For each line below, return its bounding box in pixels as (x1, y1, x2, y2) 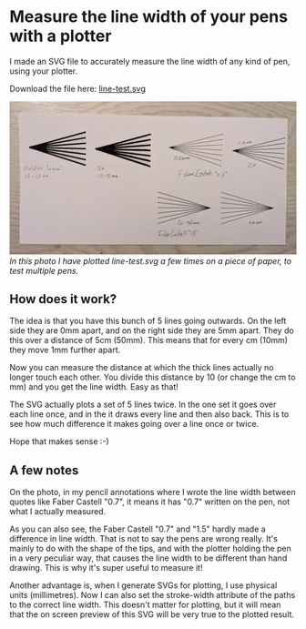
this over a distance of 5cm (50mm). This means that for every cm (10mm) (9, 335, 289, 346)
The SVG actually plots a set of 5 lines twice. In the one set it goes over (9, 399, 277, 411)
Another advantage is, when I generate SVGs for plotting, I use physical (9, 580, 278, 591)
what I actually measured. (9, 506, 107, 517)
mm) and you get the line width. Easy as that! (9, 381, 179, 392)
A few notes (9, 462, 79, 478)
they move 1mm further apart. (9, 344, 121, 356)
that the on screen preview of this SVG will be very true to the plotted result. (9, 609, 294, 620)
